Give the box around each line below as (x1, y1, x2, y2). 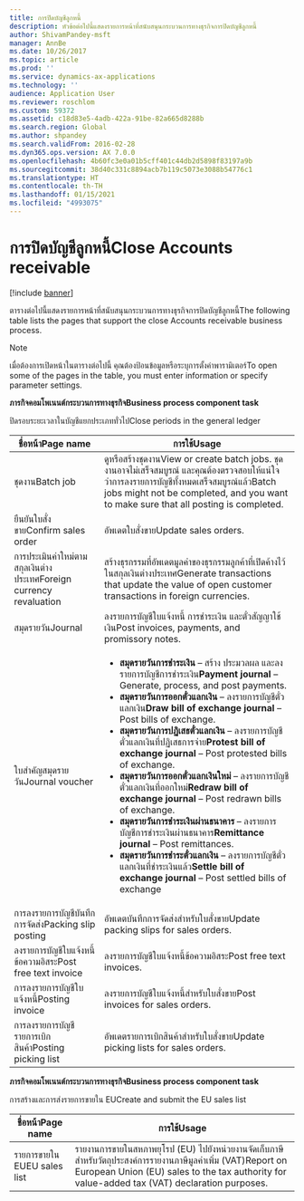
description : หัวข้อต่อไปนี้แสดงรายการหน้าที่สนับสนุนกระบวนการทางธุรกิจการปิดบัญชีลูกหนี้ (9, 22, 258, 31)
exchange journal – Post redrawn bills (119, 792, 282, 804)
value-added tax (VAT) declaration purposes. (74, 1177, 269, 1189)
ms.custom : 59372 (9, 106, 75, 115)
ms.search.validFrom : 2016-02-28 (9, 139, 136, 149)
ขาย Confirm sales (14, 524, 86, 536)
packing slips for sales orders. (103, 923, 233, 936)
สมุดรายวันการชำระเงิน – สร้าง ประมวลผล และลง (119, 656, 283, 668)
